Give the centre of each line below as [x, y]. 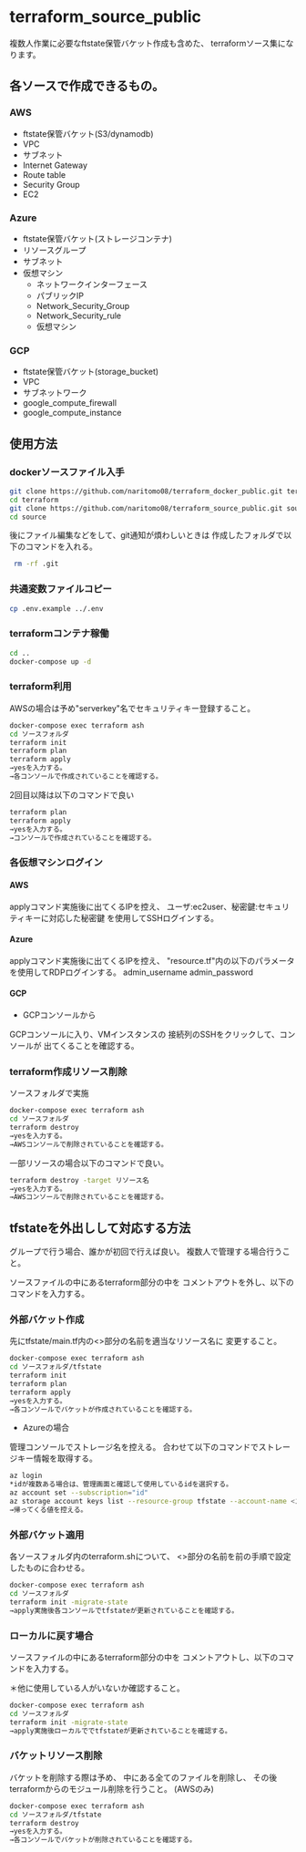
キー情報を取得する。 [57, 1459]
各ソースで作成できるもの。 [87, 86]
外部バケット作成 [47, 1319]
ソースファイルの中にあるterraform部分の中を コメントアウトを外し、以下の [152, 1282]
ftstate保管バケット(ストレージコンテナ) [97, 238]
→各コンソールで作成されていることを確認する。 [86, 777]
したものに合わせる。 [49, 1568]
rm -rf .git [36, 564]
